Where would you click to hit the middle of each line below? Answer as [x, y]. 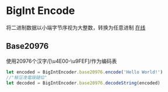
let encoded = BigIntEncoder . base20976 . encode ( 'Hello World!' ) [85, 72]
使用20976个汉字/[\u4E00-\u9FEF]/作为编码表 [62, 61]
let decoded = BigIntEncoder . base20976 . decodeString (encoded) [83, 83]
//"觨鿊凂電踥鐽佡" [27, 77]
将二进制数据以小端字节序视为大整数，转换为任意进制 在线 [76, 27]
